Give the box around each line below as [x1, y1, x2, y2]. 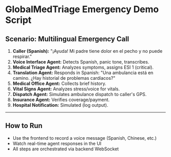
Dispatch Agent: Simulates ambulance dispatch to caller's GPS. [12, 91, 147, 97]
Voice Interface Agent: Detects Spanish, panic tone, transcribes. [12, 59, 149, 65]
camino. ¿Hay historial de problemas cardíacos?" [12, 75, 116, 81]
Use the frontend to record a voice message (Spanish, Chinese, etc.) [12, 135, 157, 141]
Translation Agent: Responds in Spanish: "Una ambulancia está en [12, 70, 154, 76]
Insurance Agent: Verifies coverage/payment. [12, 97, 110, 103]
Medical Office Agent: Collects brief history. [12, 80, 106, 86]
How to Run [5, 121, 43, 130]
